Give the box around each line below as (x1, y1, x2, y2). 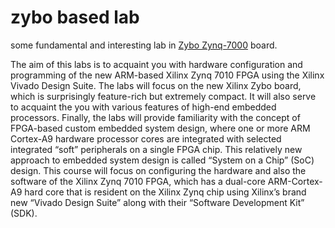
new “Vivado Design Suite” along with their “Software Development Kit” (10, 196, 305, 208)
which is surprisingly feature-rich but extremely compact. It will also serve (10, 90, 317, 102)
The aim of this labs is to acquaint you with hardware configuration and (10, 58, 303, 70)
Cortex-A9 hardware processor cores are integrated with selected (10, 132, 282, 145)
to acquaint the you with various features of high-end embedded (10, 101, 277, 113)
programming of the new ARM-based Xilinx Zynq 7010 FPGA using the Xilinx (10, 69, 325, 81)
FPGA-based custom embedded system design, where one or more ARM (10, 122, 311, 134)
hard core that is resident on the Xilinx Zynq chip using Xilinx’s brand (24, 186, 307, 198)
